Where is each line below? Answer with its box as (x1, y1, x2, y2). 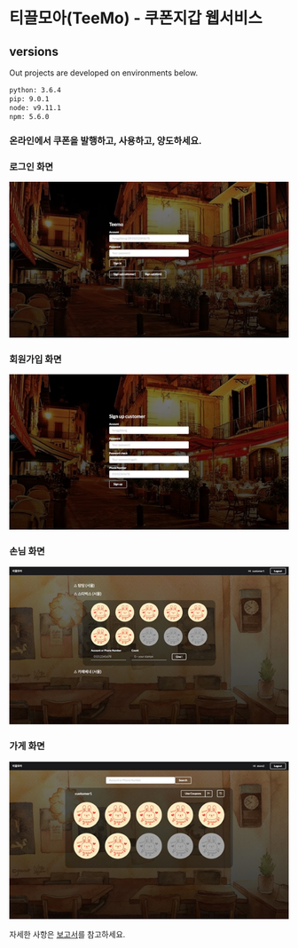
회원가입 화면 (9, 352, 62, 365)
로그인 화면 (9, 161, 54, 173)
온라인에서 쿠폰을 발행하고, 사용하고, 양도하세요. (9, 134, 202, 146)
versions (9, 43, 59, 59)
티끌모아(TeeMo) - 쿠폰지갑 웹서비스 (9, 8, 263, 28)
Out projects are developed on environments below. (9, 67, 199, 78)
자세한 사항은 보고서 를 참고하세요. (9, 929, 126, 940)
